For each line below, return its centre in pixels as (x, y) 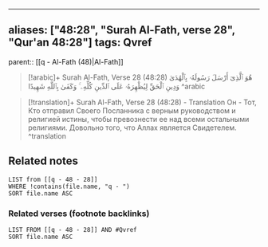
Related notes (43, 161)
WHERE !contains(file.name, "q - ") (69, 186)
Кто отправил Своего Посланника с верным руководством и (132, 110)
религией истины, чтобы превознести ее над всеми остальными (138, 119)
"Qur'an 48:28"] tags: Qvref (80, 43)
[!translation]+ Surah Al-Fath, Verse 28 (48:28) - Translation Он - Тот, (142, 102)
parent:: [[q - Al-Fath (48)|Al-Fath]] (66, 61)
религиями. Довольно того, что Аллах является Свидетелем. (132, 127)
